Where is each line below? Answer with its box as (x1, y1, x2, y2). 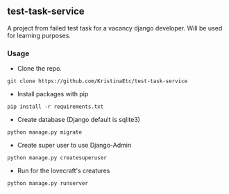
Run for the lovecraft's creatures (17, 166, 110, 175)
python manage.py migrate (7, 129, 82, 136)
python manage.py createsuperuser (7, 155, 108, 161)
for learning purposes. (7, 31, 71, 39)
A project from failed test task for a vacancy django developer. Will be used (7, 24, 223, 32)
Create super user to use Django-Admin (17, 141, 132, 150)
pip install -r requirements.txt (7, 103, 104, 110)
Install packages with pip (17, 90, 89, 98)
